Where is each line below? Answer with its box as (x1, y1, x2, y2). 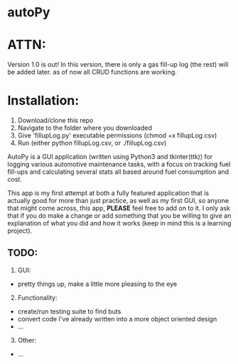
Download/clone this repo (17, 116, 94, 125)
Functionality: (17, 293, 58, 302)
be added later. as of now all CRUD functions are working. (7, 68, 178, 77)
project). (7, 226, 33, 235)
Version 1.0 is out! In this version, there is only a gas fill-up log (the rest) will (7, 60, 229, 69)
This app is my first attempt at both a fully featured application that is (7, 189, 210, 197)
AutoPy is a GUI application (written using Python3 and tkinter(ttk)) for (7, 153, 213, 161)
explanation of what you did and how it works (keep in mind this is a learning (7, 219, 232, 228)
